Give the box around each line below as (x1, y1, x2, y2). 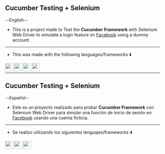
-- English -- (5, 17, 28, 23)
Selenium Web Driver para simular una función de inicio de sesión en (12, 109, 152, 115)
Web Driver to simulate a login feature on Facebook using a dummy (12, 31, 149, 37)
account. (12, 37, 30, 43)
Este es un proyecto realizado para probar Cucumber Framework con (12, 104, 154, 110)
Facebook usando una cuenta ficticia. (12, 115, 88, 121)
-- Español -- (5, 94, 29, 100)
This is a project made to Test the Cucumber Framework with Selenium (12, 27, 158, 32)
